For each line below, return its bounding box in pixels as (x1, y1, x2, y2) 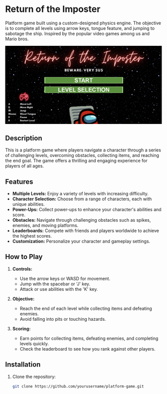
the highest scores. (12, 233, 52, 239)
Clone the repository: (12, 374, 56, 380)
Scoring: (12, 325, 31, 332)
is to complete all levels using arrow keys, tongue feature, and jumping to (5, 25, 155, 31)
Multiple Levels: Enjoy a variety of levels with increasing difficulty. (12, 191, 149, 197)
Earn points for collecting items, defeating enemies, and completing (19, 335, 159, 341)
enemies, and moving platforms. (12, 223, 79, 229)
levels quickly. (19, 340, 49, 347)
